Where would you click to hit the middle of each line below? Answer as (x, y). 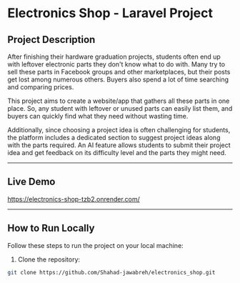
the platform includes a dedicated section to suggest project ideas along (114, 138)
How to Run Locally (51, 228)
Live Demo (31, 182)
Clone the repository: (49, 259)
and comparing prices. (41, 87)
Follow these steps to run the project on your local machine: (95, 245)
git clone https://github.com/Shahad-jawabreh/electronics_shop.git (111, 272)
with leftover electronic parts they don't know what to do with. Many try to (116, 64)
